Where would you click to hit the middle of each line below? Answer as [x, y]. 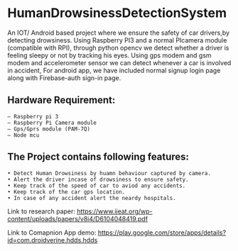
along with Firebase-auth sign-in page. [64, 78]
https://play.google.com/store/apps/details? [162, 233]
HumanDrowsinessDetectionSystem [117, 13]
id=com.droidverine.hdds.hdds [53, 240]
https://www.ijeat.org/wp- [115, 211]
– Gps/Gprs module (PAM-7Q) [49, 129]
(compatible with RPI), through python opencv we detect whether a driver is [118, 48]
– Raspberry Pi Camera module [52, 123]
